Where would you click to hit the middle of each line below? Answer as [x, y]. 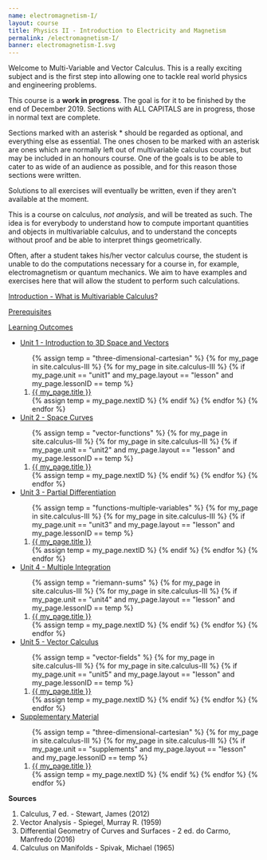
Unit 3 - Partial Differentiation [68, 492]
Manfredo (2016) [47, 839]
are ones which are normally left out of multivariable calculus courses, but [130, 150]
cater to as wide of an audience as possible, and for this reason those [123, 167]
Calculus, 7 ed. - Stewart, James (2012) [84, 814]
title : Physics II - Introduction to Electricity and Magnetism [117, 30]
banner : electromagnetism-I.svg [62, 45]
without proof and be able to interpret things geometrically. [105, 240]
